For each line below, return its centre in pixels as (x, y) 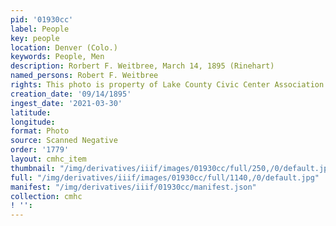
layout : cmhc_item (48, 159)
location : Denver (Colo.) (64, 47)
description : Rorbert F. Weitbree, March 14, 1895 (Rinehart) (142, 66)
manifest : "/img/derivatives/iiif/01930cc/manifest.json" (133, 187)
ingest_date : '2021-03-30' (66, 103)
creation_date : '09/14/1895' (71, 94)
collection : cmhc (46, 196)
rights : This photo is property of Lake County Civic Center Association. (169, 85)
